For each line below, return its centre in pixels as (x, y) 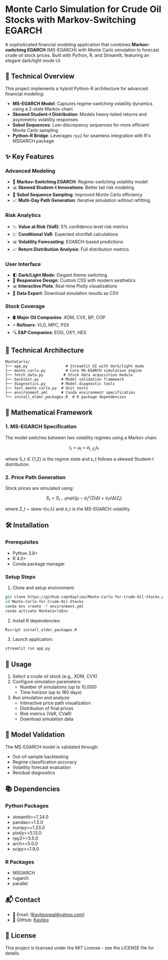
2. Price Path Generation (35, 477)
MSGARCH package (33, 141)
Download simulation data (46, 719)
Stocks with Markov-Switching (70, 20)
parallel (20, 883)
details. (13, 953)
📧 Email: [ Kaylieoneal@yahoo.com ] (48, 914)
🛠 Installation (27, 525)
